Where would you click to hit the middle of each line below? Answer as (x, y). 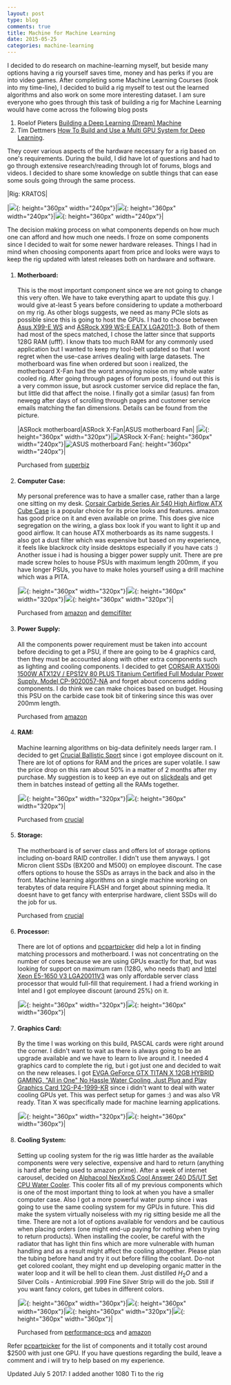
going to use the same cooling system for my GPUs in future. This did (116, 1207)
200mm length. (39, 703)
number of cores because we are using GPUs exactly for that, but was (117, 962)
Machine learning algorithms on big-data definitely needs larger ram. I (117, 747)
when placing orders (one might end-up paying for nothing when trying (118, 1229)
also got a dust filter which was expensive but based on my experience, (119, 540)
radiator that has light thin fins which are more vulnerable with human (116, 1243)
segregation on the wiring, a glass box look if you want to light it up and (119, 526)
